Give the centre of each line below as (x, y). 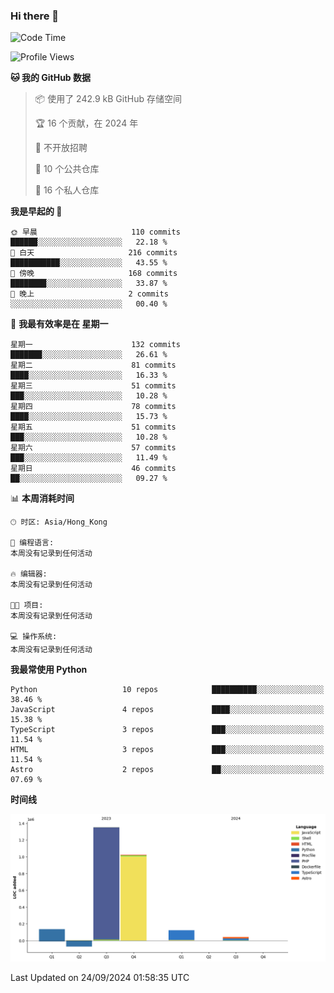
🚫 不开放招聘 (61, 148)
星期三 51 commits (93, 386)
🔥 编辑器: (29, 574)
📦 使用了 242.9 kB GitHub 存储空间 (108, 99)
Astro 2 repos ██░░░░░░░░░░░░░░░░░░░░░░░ (167, 770)
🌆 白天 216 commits (94, 253)
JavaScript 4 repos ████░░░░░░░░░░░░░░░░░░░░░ (167, 710)
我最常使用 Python (49, 670)
